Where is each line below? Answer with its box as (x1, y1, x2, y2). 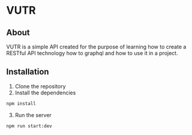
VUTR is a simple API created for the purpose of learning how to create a (6, 43, 187, 50)
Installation (6, 67, 49, 77)
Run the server (14, 111, 52, 118)
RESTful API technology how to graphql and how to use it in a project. (6, 50, 178, 57)
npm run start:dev (6, 123, 52, 129)
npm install (6, 100, 36, 106)
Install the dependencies (14, 89, 76, 96)
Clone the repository (14, 82, 66, 90)
